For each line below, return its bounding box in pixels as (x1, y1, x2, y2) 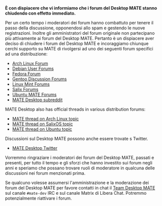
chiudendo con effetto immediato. (5, 10, 76, 16)
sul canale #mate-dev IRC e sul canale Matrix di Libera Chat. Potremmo (5, 190, 147, 196)
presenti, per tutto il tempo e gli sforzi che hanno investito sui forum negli (5, 160, 153, 165)
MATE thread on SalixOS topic (12, 121, 73, 127)
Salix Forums (12, 87, 39, 92)
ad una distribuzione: (5, 51, 48, 57)
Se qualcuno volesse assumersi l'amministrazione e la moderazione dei (5, 180, 149, 185)
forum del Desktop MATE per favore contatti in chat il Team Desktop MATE (5, 185, 156, 191)
